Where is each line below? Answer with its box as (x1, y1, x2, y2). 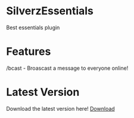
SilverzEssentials (6, 4, 94, 18)
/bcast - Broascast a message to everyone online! (6, 64, 129, 72)
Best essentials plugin (6, 24, 60, 31)
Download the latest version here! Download (6, 105, 115, 112)
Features (6, 45, 51, 58)
